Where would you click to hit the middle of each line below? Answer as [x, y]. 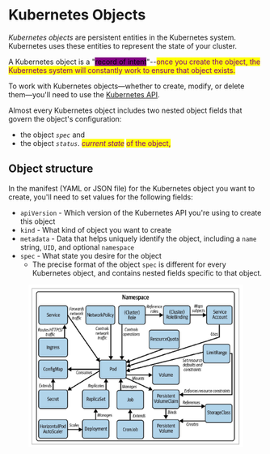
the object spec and [53, 135]
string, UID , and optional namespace [77, 247]
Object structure [51, 169]
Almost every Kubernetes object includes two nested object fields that [125, 110]
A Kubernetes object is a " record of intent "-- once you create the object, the [135, 62]
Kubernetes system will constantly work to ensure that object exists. [122, 70]
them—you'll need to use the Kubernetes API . [84, 94]
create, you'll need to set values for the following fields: [101, 197]
